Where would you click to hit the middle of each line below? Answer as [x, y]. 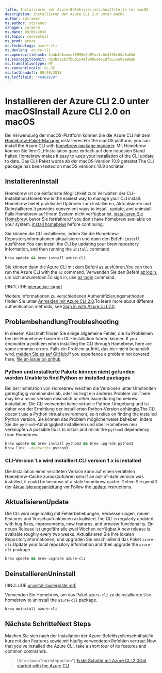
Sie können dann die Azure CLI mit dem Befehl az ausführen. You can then [79, 267]
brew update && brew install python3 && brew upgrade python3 [69, 444]
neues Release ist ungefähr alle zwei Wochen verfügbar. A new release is [78, 529]
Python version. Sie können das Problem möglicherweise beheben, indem [79, 419]
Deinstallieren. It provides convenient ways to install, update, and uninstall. [79, 209]
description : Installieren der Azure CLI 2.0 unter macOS [65, 14]
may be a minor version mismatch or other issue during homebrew [72, 399]
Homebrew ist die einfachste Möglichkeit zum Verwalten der [65, 193]
